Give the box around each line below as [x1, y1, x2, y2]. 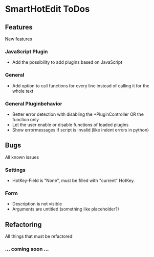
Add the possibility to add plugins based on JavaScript [12, 59, 123, 65]
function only [12, 116, 39, 122]
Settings [5, 166, 26, 173]
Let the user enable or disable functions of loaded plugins [12, 122, 129, 128]
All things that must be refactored [5, 233, 72, 239]
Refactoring [5, 220, 42, 229]
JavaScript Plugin [5, 48, 48, 55]
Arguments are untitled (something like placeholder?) [12, 206, 119, 212]
